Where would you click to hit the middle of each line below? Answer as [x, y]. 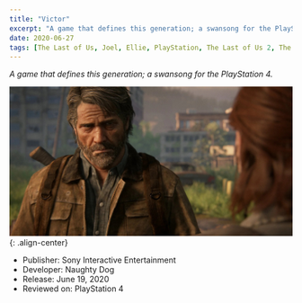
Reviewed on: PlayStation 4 [73, 289]
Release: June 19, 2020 [66, 280]
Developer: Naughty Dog [68, 270]
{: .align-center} [39, 243]
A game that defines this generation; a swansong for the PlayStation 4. [141, 74]
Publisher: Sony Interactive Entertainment [99, 260]
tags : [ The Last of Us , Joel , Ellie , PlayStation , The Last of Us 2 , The [151, 48]
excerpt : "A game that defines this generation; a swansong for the [140, 28]
